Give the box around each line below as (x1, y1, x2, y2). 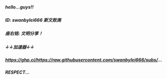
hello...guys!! (5, 4, 34, 10)
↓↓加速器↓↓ (5, 44, 34, 50)
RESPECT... (5, 70, 30, 76)
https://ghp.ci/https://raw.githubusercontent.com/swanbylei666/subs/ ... (5, 57, 162, 63)
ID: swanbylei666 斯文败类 (5, 17, 61, 23)
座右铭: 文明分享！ (5, 30, 43, 37)
